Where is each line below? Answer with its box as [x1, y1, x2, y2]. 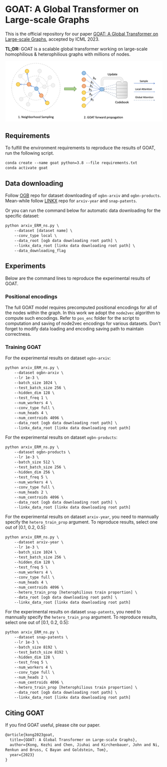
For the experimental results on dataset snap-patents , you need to [5, 609, 141, 615]
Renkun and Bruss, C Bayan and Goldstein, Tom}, [5, 747, 108, 752]
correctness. [5, 331, 31, 337]
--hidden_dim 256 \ [14, 470, 55, 475]
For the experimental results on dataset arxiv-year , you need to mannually [5, 514, 159, 520]
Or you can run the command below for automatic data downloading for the [5, 207, 161, 213]
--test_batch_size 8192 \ [14, 650, 68, 655]
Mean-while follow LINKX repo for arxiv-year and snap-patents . [5, 198, 137, 204]
